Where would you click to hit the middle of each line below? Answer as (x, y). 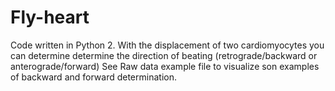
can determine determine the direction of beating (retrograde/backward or (164, 55)
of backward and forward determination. (93, 77)
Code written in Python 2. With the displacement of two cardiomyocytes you (167, 45)
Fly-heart (50, 17)
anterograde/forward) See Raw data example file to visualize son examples (165, 66)
